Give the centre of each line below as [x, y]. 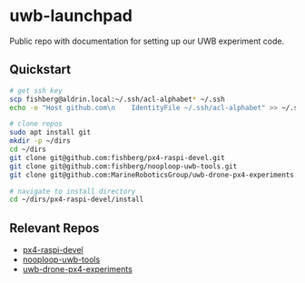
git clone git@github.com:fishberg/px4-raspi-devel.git [117, 157]
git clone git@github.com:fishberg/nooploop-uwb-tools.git [123, 166]
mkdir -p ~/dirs [40, 141]
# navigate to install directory [73, 191]
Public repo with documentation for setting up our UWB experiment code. [147, 41]
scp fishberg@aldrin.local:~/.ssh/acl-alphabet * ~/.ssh [117, 99]
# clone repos [36, 124]
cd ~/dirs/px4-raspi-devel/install [77, 200]
